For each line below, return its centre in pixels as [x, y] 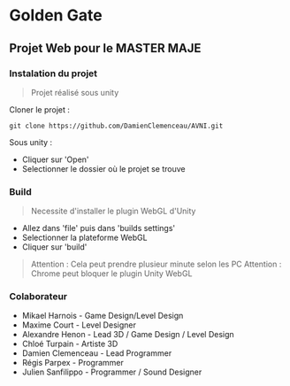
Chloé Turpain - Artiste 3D [70, 344]
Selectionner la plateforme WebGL [84, 238]
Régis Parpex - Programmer [72, 363]
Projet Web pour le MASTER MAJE [105, 48]
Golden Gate [56, 15]
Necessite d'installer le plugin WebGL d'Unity [113, 211]
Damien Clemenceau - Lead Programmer [97, 353]
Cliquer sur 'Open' [56, 159]
